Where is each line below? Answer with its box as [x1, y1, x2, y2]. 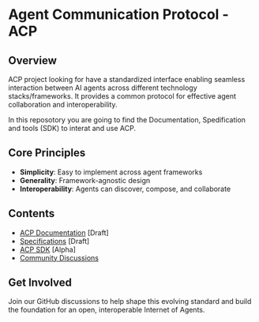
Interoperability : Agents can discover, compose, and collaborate [19, 184, 231, 193]
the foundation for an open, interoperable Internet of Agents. [8, 305, 205, 315]
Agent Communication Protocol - [8, 6, 229, 24]
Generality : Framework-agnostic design [19, 175, 151, 185]
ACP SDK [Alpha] [19, 245, 77, 254]
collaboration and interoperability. [8, 100, 118, 109]
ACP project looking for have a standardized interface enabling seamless [8, 75, 246, 84]
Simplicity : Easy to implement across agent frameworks [19, 167, 203, 177]
